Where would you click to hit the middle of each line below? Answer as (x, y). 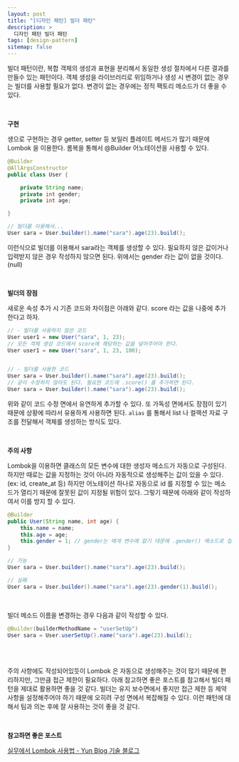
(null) (15, 264)
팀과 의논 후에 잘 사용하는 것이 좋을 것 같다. (80, 706)
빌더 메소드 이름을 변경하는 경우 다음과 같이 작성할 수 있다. (88, 615)
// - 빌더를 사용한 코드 (38, 370)
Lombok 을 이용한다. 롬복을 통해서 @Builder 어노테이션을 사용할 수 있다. (108, 148)
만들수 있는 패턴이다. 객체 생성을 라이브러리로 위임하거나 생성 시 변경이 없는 (112, 77)
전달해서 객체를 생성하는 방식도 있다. (71, 422)
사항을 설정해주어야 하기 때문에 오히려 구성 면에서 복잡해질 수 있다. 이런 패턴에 (116, 698)
